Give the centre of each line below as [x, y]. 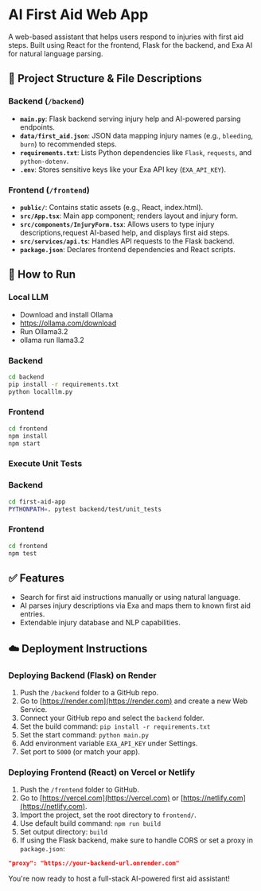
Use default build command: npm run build [90, 823]
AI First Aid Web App [78, 15]
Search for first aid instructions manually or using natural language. [130, 597]
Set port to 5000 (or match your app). [80, 751]
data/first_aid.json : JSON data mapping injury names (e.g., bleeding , [136, 135]
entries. [32, 614]
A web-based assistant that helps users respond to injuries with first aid [126, 37]
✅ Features [37, 578]
